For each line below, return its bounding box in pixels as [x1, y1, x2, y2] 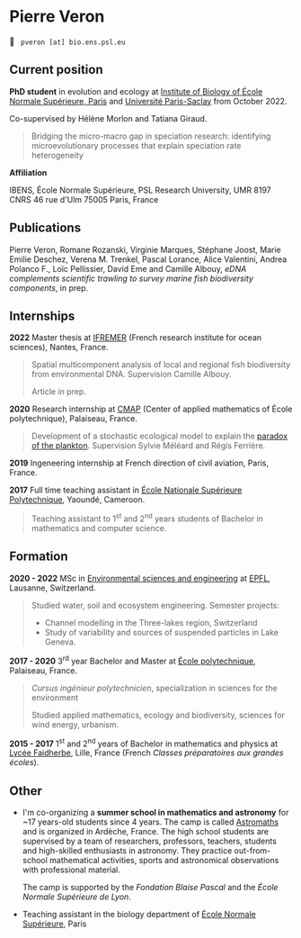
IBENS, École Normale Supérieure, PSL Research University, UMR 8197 [9, 185, 271, 195]
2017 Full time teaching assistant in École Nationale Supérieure [9, 484, 243, 496]
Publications [9, 221, 82, 236]
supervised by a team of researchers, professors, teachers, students [22, 835, 277, 846]
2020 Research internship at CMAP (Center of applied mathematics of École [9, 403, 293, 415]
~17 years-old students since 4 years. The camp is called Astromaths [22, 816, 279, 827]
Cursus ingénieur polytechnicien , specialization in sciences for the [31, 682, 278, 693]
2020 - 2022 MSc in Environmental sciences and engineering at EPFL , [9, 573, 271, 583]
